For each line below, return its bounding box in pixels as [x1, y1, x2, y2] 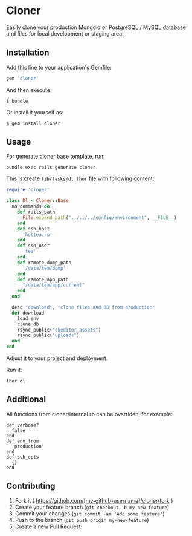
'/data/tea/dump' [22, 265, 66, 271]
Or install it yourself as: [6, 108, 63, 116]
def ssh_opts [6, 454, 39, 460]
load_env [17, 315, 39, 321]
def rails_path [17, 209, 56, 215]
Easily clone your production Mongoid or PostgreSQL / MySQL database [6, 24, 186, 31]
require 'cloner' [6, 187, 50, 193]
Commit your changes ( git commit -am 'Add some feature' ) [14, 509, 165, 517]
